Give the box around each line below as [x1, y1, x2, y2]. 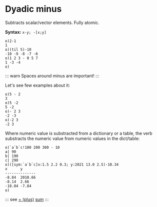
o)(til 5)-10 [5, 47, 32, 52]
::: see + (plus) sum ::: [5, 196, 49, 202]
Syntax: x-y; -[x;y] [5, 29, 47, 35]
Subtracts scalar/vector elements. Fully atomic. [5, 20, 99, 25]
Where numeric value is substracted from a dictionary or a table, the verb [5, 130, 153, 136]
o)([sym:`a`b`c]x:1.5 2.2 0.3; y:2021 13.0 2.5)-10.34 [5, 162, 119, 167]
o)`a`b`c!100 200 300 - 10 [5, 145, 60, 150]
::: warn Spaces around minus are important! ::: [5, 72, 99, 79]
